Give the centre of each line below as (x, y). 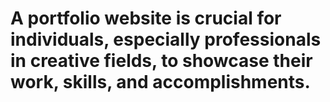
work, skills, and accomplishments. (160, 82)
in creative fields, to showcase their (161, 61)
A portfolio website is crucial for (146, 18)
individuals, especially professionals (166, 39)
